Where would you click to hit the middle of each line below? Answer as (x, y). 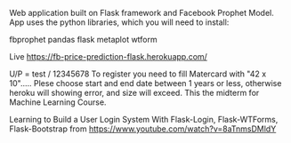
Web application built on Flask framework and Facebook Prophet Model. (141, 13)
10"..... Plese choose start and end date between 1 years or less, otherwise (145, 83)
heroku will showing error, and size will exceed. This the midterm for (134, 93)
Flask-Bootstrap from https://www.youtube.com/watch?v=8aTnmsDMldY (143, 129)
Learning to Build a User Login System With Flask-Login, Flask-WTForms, (144, 119)
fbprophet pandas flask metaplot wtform (83, 40)
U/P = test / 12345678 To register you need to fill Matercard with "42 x (138, 74)
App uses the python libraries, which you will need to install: (119, 22)
